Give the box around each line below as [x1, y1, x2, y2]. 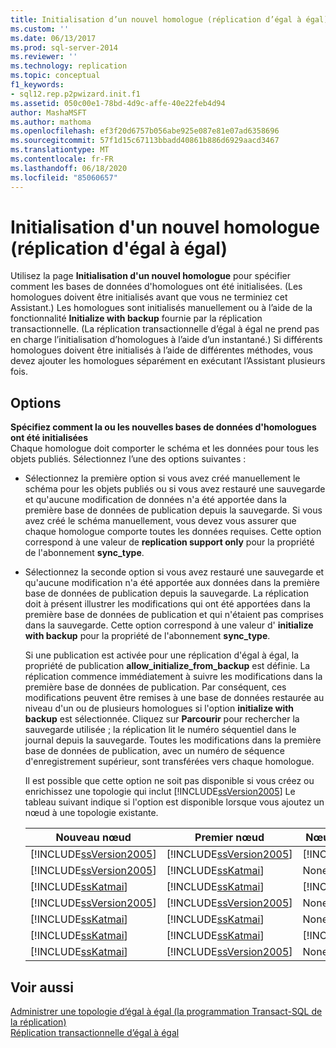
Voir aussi [10, 979, 74, 996]
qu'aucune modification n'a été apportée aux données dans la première [24, 577, 320, 589]
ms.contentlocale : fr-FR [10, 154, 114, 164]
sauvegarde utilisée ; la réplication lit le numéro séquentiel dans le [24, 724, 297, 736]
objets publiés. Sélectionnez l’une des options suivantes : [10, 453, 247, 465]
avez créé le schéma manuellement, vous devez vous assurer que [24, 515, 297, 527]
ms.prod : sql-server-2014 [10, 42, 118, 53]
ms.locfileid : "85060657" [10, 172, 118, 183]
